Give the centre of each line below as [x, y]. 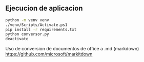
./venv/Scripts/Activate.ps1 [36, 25]
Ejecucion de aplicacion [44, 8]
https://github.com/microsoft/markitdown [49, 54]
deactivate [17, 39]
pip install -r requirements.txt [41, 29]
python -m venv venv [27, 20]
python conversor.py [27, 34]
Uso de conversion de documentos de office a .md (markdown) [72, 49]
